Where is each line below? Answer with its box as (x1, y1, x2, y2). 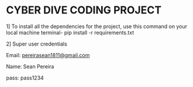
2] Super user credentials (6, 40, 67, 47)
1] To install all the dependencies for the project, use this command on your (6, 23, 187, 30)
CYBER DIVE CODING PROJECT (6, 4, 162, 17)
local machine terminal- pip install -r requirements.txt (6, 29, 135, 36)
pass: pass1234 (6, 74, 44, 81)
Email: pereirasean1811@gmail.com (6, 51, 90, 58)
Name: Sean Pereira (6, 62, 54, 70)
